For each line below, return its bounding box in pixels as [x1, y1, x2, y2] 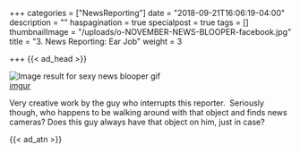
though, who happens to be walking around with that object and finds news [9, 107, 288, 117]
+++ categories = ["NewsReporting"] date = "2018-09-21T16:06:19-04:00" [9, 8, 286, 18]
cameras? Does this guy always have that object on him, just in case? [9, 116, 266, 127]
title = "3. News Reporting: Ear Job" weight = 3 [9, 36, 183, 47]
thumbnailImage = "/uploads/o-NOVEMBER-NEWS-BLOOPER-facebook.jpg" [9, 27, 292, 37]
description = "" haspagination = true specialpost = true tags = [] [9, 17, 249, 28]
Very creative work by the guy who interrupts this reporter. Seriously [9, 98, 264, 108]
